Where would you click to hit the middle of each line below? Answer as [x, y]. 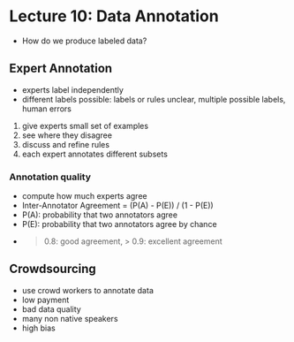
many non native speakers [70, 318]
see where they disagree [67, 135]
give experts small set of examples [85, 125]
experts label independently [72, 89]
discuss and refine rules [66, 144]
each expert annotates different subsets [94, 154]
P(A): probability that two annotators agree [100, 215]
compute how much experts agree [84, 196]
